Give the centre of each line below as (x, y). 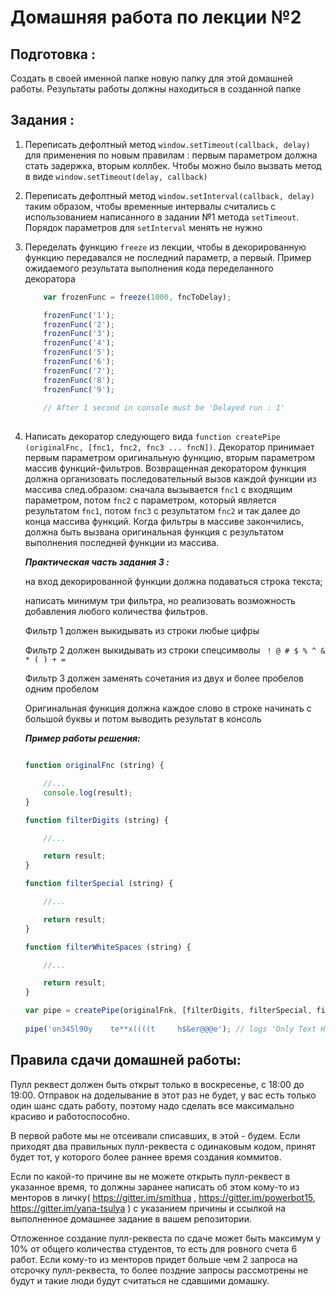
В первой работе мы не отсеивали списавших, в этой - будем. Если (155, 1135)
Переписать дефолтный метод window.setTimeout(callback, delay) (167, 144)
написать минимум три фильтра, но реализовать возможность (160, 601)
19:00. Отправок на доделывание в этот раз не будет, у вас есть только (163, 1095)
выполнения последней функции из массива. (122, 543)
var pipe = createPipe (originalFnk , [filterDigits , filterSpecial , (168, 1011)
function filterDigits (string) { (96, 820)
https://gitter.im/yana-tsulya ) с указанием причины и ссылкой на (148, 1208)
